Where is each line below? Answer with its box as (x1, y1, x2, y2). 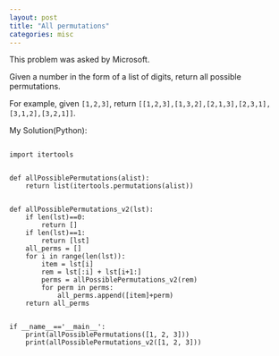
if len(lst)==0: (25, 213, 87, 222)
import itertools (9, 150, 74, 159)
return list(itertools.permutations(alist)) (25, 182, 194, 191)
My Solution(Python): (9, 125, 88, 136)
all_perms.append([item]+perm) (56, 292, 174, 301)
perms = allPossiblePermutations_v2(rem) (41, 275, 199, 284)
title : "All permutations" (9, 21, 110, 30)
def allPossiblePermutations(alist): (9, 174, 150, 183)
